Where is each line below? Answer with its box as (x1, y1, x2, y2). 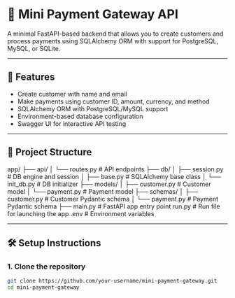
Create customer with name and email (17, 90, 127, 98)
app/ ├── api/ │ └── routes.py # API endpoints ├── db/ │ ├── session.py (7, 164, 224, 173)
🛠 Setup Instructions (7, 237, 101, 249)
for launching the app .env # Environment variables (7, 209, 155, 218)
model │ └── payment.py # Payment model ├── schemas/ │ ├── (7, 187, 199, 195)
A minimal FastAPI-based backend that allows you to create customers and (7, 29, 224, 38)
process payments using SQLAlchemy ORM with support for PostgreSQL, (7, 36, 219, 45)
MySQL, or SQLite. (7, 44, 61, 52)
